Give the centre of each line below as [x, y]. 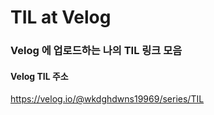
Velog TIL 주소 [39, 76]
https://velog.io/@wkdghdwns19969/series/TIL [107, 99]
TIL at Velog [61, 17]
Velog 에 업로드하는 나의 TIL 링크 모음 [96, 51]
